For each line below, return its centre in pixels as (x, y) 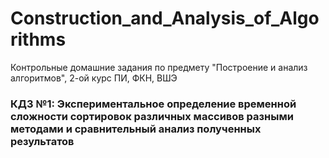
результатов (42, 141)
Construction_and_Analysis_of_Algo (165, 18)
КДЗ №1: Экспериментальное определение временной (153, 104)
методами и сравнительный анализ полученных (136, 129)
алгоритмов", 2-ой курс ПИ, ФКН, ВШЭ (94, 78)
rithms (38, 39)
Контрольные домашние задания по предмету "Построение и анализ (159, 67)
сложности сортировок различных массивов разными (152, 116)
